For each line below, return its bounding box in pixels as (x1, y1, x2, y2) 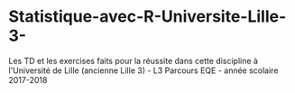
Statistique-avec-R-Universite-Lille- (8, 6, 287, 27)
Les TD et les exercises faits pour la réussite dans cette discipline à (8, 55, 259, 66)
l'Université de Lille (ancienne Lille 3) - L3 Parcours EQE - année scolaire (8, 65, 279, 76)
